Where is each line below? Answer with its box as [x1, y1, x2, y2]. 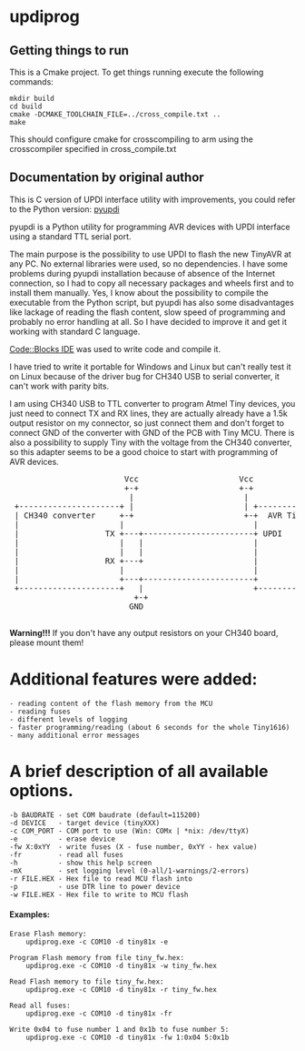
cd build [9, 102, 43, 111]
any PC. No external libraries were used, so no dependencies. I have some [9, 258, 289, 269]
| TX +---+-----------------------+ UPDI [14, 528, 283, 539]
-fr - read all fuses [9, 850, 124, 859]
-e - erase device [9, 834, 116, 844]
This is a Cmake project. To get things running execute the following [9, 66, 264, 77]
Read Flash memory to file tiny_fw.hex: [9, 976, 165, 986]
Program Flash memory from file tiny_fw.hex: [9, 953, 184, 962]
